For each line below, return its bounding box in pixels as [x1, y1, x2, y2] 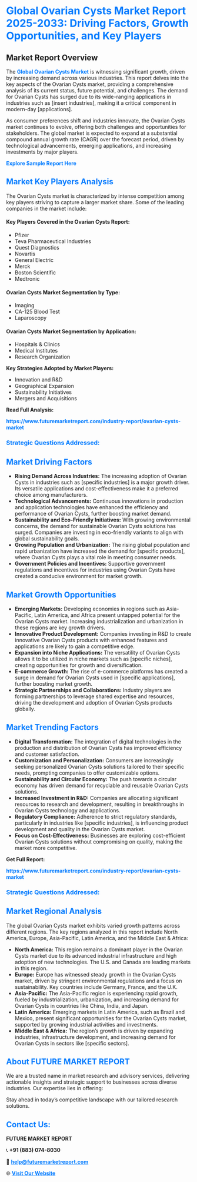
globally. [14, 705, 35, 712]
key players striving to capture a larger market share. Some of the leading [6, 198, 185, 205]
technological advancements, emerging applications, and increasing [6, 142, 172, 149]
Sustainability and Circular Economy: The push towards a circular [14, 775, 177, 782]
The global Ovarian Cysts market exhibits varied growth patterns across [6, 922, 181, 929]
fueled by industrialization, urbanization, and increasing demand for [14, 996, 179, 1003]
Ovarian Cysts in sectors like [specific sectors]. [14, 1040, 129, 1047]
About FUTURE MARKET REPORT [6, 1057, 131, 1067]
